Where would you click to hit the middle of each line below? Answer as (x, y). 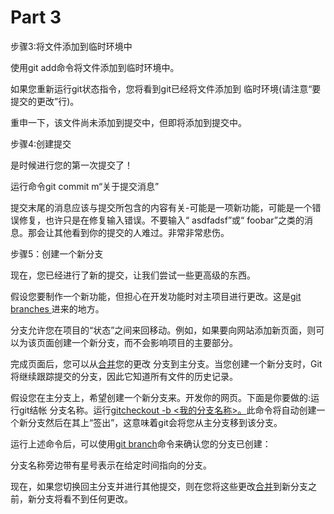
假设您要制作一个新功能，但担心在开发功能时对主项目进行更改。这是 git (156, 296)
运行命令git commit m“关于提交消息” (85, 186)
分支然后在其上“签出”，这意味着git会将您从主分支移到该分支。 (155, 422)
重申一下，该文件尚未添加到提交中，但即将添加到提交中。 (128, 122)
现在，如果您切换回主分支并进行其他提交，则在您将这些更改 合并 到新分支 (159, 486)
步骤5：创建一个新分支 (57, 253)
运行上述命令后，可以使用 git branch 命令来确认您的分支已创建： (141, 443)
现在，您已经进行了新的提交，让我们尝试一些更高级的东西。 (133, 275)
